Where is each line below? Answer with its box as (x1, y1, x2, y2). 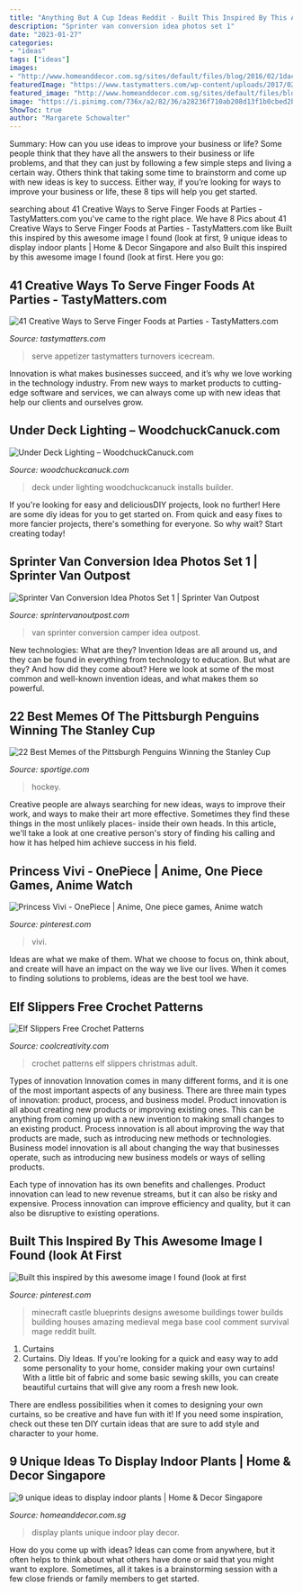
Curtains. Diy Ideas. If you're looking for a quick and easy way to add (22, 1352, 279, 1363)
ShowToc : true (9, 105, 63, 114)
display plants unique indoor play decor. (31, 1526, 180, 1537)
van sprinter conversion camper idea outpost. (31, 627, 200, 638)
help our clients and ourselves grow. (9, 396, 144, 407)
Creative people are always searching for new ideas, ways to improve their (9, 799, 286, 810)
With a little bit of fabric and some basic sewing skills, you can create (22, 1371, 279, 1383)
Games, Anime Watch (9, 878, 133, 893)
